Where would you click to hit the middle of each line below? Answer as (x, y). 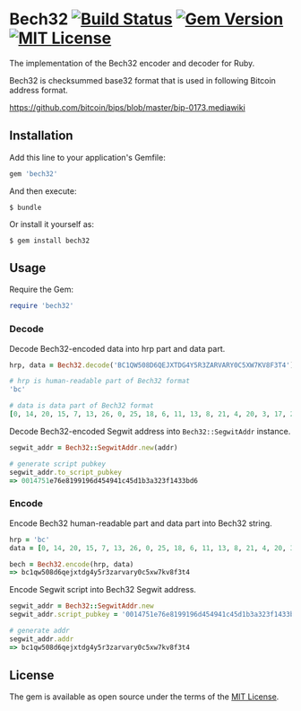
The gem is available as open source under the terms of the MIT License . (144, 697)
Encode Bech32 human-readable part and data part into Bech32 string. (141, 523)
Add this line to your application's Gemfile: (87, 157)
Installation (41, 136)
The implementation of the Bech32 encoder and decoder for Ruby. (132, 63)
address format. (39, 90)
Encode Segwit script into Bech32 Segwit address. (103, 590)
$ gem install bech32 (50, 241)
